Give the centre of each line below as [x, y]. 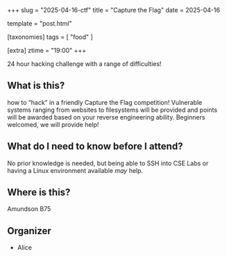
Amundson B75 [29, 209]
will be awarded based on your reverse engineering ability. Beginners [106, 117]
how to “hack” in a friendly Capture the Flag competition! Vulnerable [105, 102]
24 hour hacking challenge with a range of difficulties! [84, 64]
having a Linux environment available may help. [75, 170]
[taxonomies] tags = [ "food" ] [50, 37]
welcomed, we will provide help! [53, 124]
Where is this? [39, 193]
